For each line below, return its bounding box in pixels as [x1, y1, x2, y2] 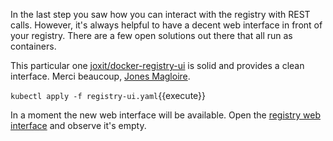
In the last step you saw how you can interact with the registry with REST [10, 9, 311, 20]
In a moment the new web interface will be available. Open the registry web [10, 109, 322, 121]
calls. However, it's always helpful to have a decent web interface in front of [10, 19, 323, 31]
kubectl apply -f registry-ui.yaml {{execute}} [10, 90, 207, 101]
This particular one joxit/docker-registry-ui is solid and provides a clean [10, 60, 305, 71]
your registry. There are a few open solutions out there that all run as [10, 30, 293, 41]
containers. [10, 40, 57, 52]
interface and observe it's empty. [10, 120, 147, 131]
